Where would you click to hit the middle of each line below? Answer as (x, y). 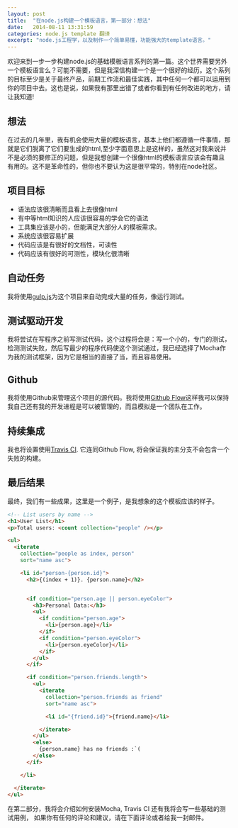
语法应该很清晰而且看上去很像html (68, 209)
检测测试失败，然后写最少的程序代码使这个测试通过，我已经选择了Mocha (114, 348)
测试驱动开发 (35, 321)
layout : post (27, 14)
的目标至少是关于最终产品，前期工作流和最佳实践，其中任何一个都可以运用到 (119, 79)
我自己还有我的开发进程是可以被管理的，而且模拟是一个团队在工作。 (107, 407)
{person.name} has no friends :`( (90, 749)
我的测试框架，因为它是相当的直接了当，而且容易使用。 (94, 357)
